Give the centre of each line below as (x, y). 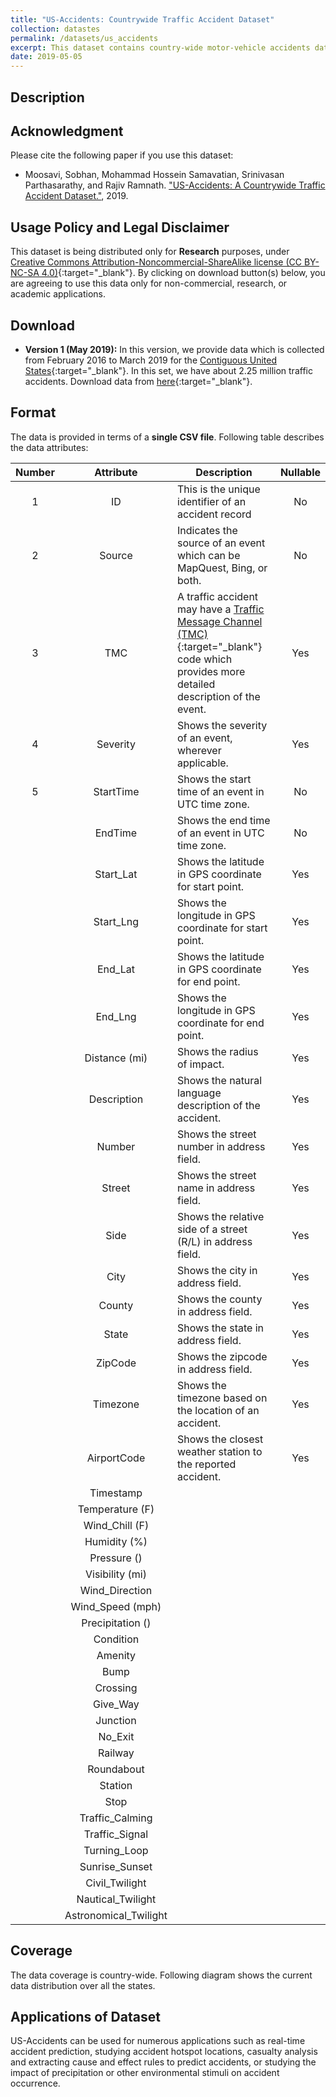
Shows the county (220, 1299)
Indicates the (207, 530)
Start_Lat (116, 874)
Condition (116, 1639)
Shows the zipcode (222, 1356)
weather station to (220, 1451)
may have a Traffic (221, 609)
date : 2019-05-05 (46, 57)
